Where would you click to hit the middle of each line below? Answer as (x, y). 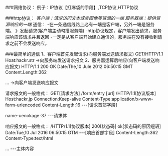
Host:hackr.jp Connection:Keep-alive (43, 99)
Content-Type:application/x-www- (118, 99)
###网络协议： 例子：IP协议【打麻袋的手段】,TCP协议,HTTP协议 (72, 7)
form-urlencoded (23, 105)
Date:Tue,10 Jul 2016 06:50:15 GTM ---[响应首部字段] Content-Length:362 (82, 133)
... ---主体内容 (20, 148)
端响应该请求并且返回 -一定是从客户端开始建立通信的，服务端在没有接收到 (81, 37)
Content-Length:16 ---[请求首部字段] (79, 105)
